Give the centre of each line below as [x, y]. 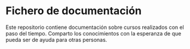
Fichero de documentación [73, 11]
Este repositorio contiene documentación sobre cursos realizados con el [95, 27]
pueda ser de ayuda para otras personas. [56, 40]
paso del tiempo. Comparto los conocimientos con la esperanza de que [94, 33]
